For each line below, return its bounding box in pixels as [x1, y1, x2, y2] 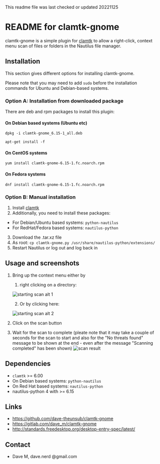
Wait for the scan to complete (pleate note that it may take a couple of [12, 329, 154, 335]
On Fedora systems [5, 171, 46, 177]
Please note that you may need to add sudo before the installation [5, 80, 137, 86]
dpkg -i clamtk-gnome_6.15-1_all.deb [5, 131, 83, 136]
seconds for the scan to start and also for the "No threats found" [12, 335, 144, 341]
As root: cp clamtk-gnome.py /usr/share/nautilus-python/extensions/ [12, 239, 156, 246]
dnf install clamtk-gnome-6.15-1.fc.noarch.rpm [5, 182, 105, 187]
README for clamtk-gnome [5, 22, 120, 33]
